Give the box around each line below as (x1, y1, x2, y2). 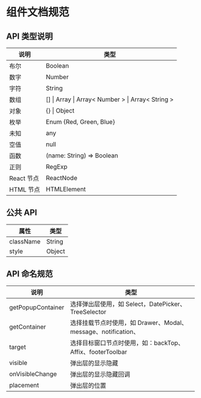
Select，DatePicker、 (125, 300, 187, 308)
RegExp (45, 163, 68, 171)
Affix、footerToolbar (69, 348, 127, 356)
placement (9, 381, 39, 389)
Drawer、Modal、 (137, 318, 188, 327)
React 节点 (9, 174, 39, 183)
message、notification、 (69, 327, 139, 336)
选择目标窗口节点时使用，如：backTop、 (69, 339, 184, 347)
